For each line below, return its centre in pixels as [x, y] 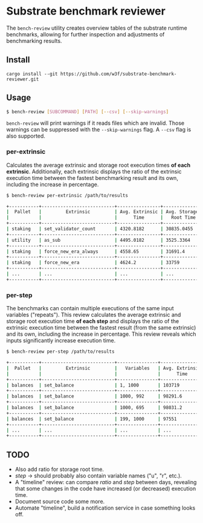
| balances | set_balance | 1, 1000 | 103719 [93, 385]
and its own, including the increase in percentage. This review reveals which [101, 334]
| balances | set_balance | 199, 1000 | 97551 [92, 419]
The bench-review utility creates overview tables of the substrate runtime [97, 28]
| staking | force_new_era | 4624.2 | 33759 [93, 263]
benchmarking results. [34, 41]
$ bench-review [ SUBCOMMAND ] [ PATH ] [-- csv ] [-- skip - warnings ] [88, 112]
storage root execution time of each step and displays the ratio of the [93, 321]
